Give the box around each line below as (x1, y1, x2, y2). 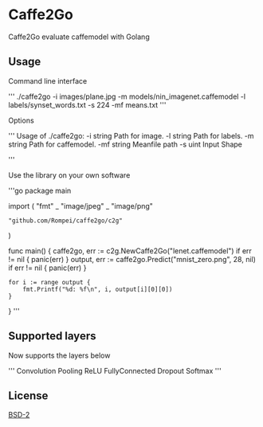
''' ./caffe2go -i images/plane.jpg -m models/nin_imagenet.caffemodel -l (8, 92, 245, 101)
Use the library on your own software (8, 170, 131, 180)
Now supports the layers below (8, 351, 111, 360)
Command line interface (8, 76, 88, 85)
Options (8, 116, 34, 125)
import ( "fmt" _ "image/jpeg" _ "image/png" (8, 201, 154, 210)
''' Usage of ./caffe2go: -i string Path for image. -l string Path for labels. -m (8, 131, 254, 140)
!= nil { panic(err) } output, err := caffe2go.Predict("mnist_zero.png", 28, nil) (8, 254, 257, 264)
